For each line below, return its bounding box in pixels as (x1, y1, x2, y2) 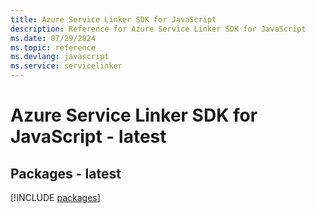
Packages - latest (10, 165, 122, 182)
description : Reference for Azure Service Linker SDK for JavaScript (10, 24, 307, 34)
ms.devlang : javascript (10, 52, 110, 62)
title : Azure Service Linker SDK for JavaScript (10, 14, 217, 25)
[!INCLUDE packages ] (10, 192, 101, 203)
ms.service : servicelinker (10, 61, 123, 71)
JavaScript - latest (10, 126, 167, 148)
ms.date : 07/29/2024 (10, 33, 97, 43)
